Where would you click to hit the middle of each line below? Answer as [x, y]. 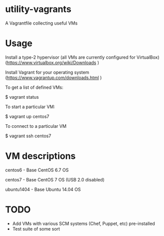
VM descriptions [40, 156]
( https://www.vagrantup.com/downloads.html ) [53, 77]
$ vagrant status [22, 97]
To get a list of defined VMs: [34, 87]
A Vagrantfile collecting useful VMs [41, 23]
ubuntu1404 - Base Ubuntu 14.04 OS [43, 189]
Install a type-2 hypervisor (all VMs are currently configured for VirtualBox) [82, 57]
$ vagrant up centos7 [27, 116]
